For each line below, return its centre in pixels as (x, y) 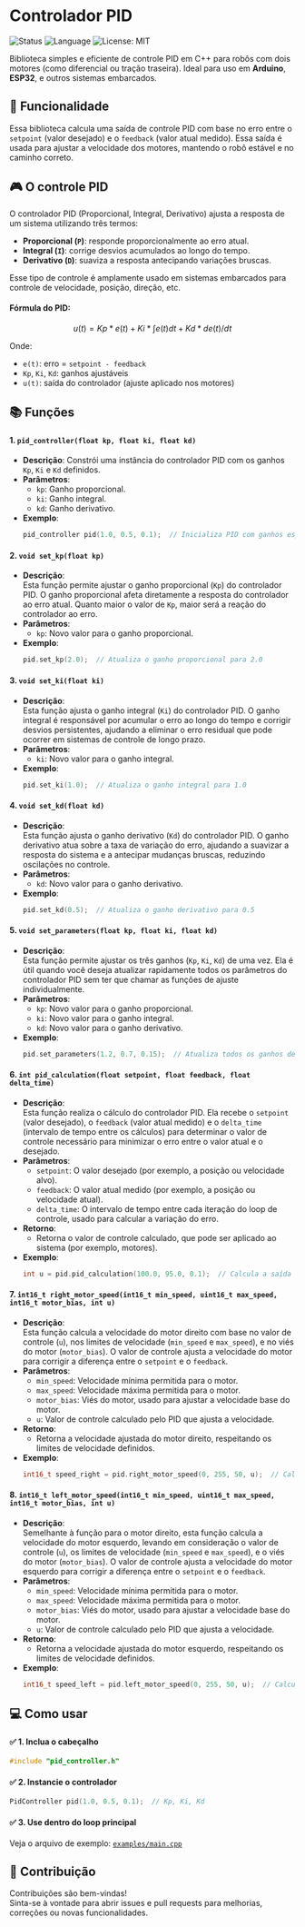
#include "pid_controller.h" (64, 1762)
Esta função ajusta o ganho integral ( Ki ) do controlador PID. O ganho (151, 710)
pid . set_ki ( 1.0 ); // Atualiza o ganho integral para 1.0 (134, 785)
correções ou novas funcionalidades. (79, 1912)
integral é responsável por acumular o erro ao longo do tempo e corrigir (157, 720)
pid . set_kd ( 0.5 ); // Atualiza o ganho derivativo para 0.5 (138, 909)
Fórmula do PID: (40, 308)
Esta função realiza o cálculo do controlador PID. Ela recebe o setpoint (155, 1112)
